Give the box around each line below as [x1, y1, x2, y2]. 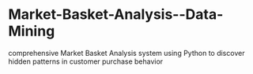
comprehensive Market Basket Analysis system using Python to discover [8, 48, 245, 57]
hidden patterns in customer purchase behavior [8, 57, 164, 66]
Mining [8, 22, 55, 40]
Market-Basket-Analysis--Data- [8, 6, 224, 24]
